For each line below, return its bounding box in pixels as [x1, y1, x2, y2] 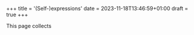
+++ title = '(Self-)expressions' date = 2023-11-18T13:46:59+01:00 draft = [6, 5, 189, 12]
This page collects [6, 23, 52, 29]
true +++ [6, 11, 29, 18]
